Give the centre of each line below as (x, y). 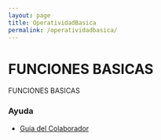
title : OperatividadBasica (52, 23)
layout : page (29, 15)
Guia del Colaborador (54, 128)
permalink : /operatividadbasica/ (63, 30)
